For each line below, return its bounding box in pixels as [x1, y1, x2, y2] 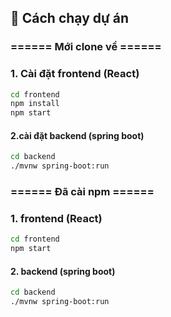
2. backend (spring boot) [10, 265, 116, 277]
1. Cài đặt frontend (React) [10, 67, 140, 81]
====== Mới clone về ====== [10, 40, 162, 54]
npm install [10, 99, 60, 109]
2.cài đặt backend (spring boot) [10, 129, 145, 141]
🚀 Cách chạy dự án [10, 10, 130, 27]
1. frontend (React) [10, 212, 103, 226]
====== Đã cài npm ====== [10, 185, 155, 199]
